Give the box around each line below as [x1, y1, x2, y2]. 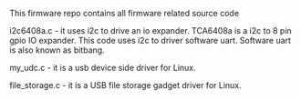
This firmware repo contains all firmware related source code [9, 8, 240, 18]
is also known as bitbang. [9, 45, 105, 55]
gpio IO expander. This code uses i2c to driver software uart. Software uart [9, 35, 292, 45]
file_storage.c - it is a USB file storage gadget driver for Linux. [9, 80, 242, 90]
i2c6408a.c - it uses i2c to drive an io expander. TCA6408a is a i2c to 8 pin [9, 25, 292, 35]
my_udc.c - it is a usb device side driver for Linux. [9, 63, 196, 73]
